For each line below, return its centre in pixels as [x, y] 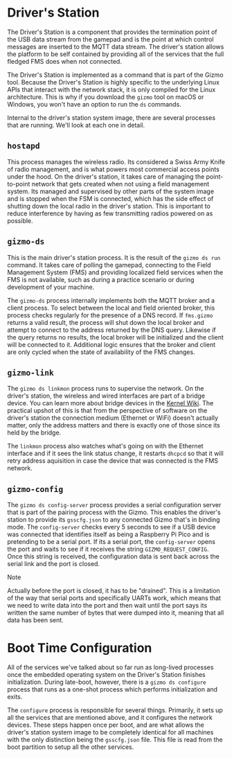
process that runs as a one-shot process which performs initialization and [113, 689]
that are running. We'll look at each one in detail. [76, 125]
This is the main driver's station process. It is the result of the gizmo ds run [114, 257]
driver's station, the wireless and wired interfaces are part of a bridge [106, 396]
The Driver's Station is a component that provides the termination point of [112, 32]
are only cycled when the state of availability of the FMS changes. [101, 352]
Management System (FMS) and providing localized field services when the [115, 272]
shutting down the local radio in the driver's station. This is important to [109, 206]
